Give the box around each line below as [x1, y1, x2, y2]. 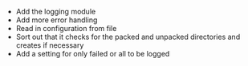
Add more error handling [15, 15, 98, 25]
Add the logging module [15, 7, 96, 16]
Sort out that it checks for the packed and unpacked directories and [15, 32, 241, 41]
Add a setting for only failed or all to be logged [15, 49, 170, 58]
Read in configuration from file [15, 24, 117, 33]
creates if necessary [15, 41, 84, 50]
